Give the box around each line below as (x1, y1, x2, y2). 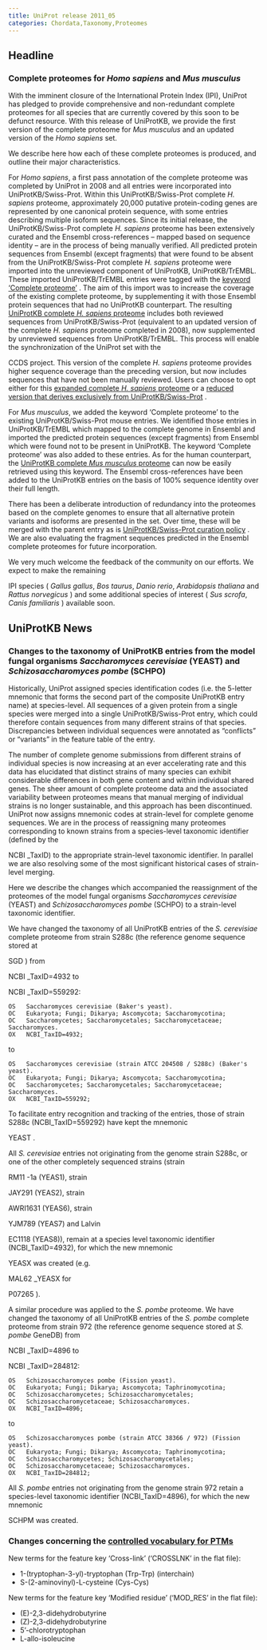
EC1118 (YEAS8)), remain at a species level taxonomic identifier (8, 1234, 215, 1243)
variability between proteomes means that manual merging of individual (8, 792, 244, 801)
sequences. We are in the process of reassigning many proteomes (8, 817, 226, 827)
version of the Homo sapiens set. (8, 133, 118, 143)
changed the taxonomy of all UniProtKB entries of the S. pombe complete (8, 1313, 249, 1322)
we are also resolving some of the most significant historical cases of (8, 858, 236, 868)
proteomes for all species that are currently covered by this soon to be (8, 108, 240, 117)
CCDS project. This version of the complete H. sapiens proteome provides (8, 358, 253, 368)
